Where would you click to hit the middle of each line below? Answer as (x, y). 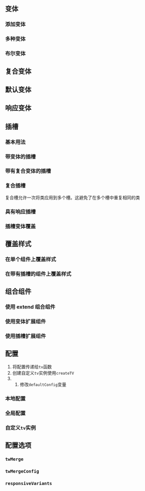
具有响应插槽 (21, 211)
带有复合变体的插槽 (28, 171)
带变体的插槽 (21, 157)
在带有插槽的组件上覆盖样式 (38, 274)
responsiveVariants (29, 483)
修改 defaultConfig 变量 (43, 384)
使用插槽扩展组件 (26, 336)
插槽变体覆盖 (21, 226)
